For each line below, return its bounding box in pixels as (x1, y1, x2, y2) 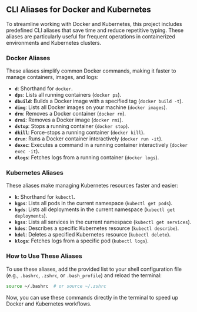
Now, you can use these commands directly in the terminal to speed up (6, 294, 178, 301)
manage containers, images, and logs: (6, 74, 99, 81)
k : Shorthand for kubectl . (14, 193, 76, 201)
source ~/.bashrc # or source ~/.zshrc (6, 283, 107, 289)
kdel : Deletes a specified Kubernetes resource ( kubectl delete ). (14, 231, 171, 238)
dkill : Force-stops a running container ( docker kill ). (14, 129, 145, 136)
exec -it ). (14, 147, 40, 155)
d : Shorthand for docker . (14, 85, 73, 92)
